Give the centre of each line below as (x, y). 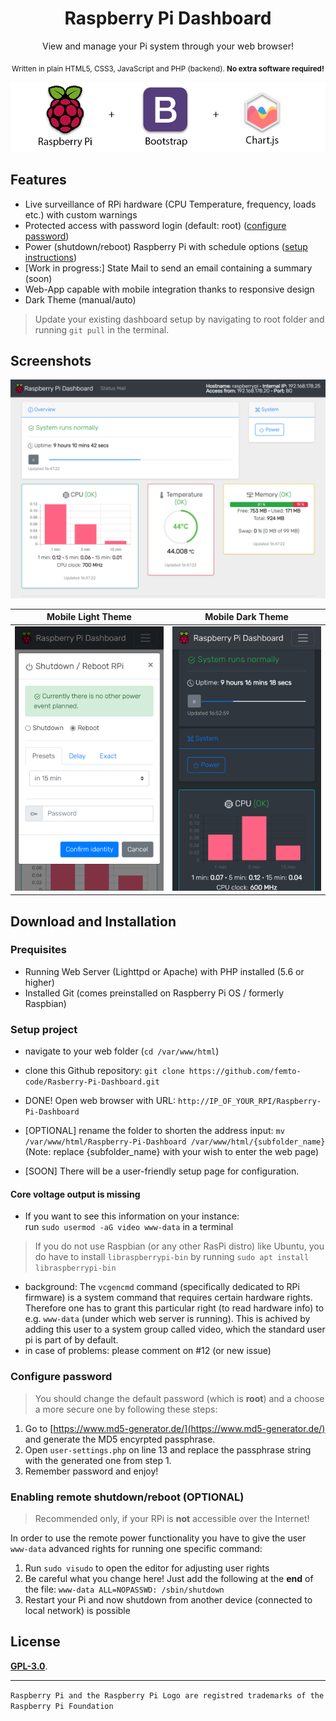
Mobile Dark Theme (246, 617)
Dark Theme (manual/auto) (80, 299)
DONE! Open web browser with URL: (100, 1101)
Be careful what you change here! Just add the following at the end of (169, 1578)
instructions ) (51, 257)
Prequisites (38, 950)
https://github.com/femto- (245, 1072)
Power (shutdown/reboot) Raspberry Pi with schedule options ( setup (166, 246)
